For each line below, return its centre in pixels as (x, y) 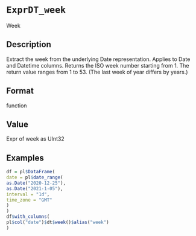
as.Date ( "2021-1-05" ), (35, 188)
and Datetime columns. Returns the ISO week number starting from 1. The (98, 65)
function (17, 105)
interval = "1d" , (28, 194)
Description (29, 44)
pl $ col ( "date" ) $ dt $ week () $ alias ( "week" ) (58, 222)
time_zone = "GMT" (29, 200)
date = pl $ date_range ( (35, 177)
